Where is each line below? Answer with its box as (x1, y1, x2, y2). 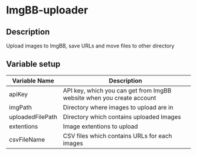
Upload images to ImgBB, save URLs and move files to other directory (6, 42, 175, 49)
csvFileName (9, 135, 45, 143)
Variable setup (6, 59, 60, 69)
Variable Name (12, 77, 55, 85)
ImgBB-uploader (6, 4, 89, 17)
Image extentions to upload (63, 122, 138, 130)
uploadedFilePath (9, 112, 57, 120)
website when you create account (63, 94, 157, 102)
